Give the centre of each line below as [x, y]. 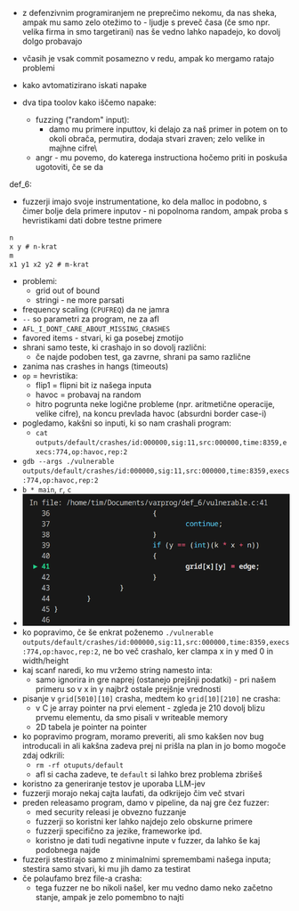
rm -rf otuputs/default [80, 765]
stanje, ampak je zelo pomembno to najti [109, 897]
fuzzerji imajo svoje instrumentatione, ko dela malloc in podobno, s [145, 201]
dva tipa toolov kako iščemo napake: [89, 102]
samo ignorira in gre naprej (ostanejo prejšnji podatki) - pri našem [156, 679]
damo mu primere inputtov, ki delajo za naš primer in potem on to [168, 129]
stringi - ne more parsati [80, 300]
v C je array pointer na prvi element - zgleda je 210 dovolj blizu [150, 708]
